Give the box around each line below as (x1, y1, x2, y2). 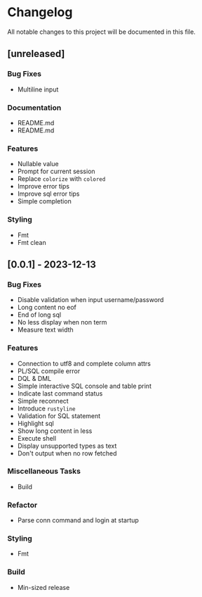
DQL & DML (17, 374, 52, 382)
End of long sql (17, 310, 62, 319)
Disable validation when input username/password (17, 296, 164, 304)
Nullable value (17, 160, 59, 168)
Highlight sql (17, 419, 54, 427)
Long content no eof (17, 303, 77, 312)
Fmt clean (17, 238, 47, 246)
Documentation (7, 103, 62, 113)
